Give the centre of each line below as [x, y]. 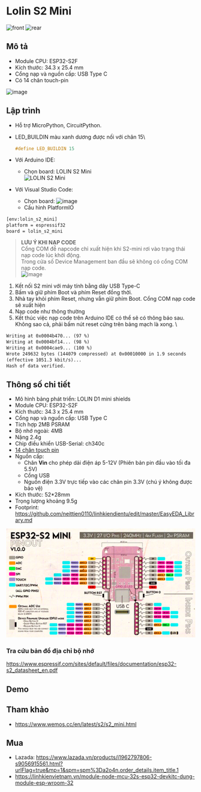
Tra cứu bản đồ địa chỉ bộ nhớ [50, 651]
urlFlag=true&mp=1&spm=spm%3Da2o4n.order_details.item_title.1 [97, 770]
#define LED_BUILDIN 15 [45, 148]
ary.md [24, 520]
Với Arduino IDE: [35, 160]
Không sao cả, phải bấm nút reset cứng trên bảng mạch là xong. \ [96, 324]
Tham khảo [28, 710]
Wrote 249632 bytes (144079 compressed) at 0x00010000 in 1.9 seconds [96, 354]
